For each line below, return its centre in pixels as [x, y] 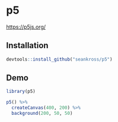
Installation [27, 46]
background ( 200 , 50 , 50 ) [42, 114]
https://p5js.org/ [26, 27]
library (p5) [21, 92]
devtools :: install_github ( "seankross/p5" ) [59, 59]
